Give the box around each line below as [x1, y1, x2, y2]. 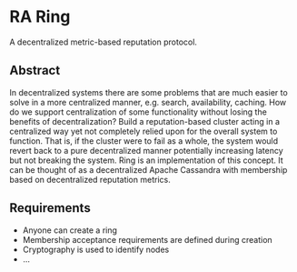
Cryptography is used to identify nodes [22, 244, 170, 255]
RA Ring [9, 6, 71, 27]
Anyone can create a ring [22, 225, 118, 236]
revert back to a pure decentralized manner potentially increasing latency [9, 145, 283, 156]
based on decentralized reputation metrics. [9, 174, 171, 185]
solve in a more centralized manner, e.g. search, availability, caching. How [9, 96, 287, 107]
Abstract [9, 63, 61, 78]
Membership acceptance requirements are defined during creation [22, 234, 272, 245]
